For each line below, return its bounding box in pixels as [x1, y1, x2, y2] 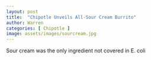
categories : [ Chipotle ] [6, 25, 70, 31]
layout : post [6, 8, 38, 15]
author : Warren [6, 20, 44, 26]
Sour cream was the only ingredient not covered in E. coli [6, 47, 146, 54]
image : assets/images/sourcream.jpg [6, 31, 97, 37]
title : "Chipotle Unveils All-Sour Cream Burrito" [6, 14, 136, 20]
